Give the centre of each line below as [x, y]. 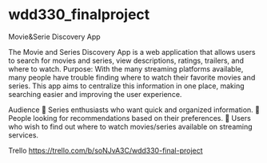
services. [23, 135]
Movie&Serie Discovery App [55, 37]
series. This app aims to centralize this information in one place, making [126, 86]
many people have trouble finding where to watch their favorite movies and [132, 77]
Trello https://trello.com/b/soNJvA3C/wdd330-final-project [106, 150]
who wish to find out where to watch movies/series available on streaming [131, 126]
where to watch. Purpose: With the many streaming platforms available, [126, 68]
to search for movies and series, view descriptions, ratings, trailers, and [126, 60]
